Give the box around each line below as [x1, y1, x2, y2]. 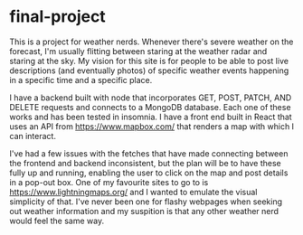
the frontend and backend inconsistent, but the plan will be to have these [9, 157, 282, 168]
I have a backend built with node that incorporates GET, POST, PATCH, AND [9, 92, 292, 103]
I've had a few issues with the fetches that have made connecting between [9, 147, 289, 159]
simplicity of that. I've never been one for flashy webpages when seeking [9, 196, 283, 207]
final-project [9, 6, 106, 27]
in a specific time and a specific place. [9, 74, 153, 85]
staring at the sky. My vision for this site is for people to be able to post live [9, 55, 289, 66]
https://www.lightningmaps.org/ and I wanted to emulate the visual [9, 186, 258, 197]
